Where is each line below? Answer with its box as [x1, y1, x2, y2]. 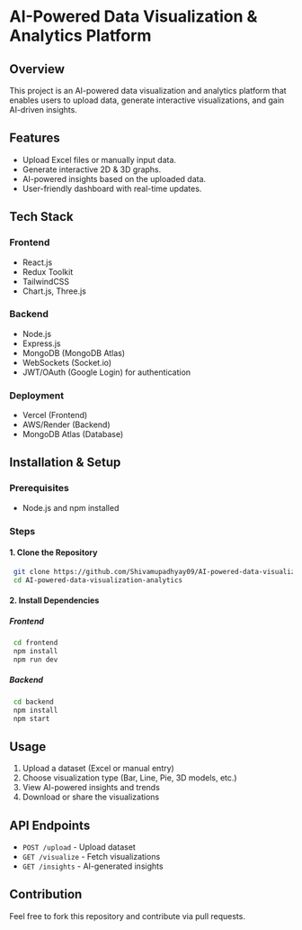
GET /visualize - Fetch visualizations [22, 852, 161, 862]
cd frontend [13, 638, 58, 648]
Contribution [9, 887, 83, 902]
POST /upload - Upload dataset [22, 842, 137, 852]
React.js [22, 257, 53, 268]
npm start [13, 714, 50, 723]
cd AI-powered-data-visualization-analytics [13, 575, 182, 585]
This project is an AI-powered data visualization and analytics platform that [9, 86, 287, 96]
